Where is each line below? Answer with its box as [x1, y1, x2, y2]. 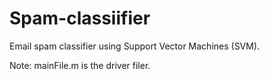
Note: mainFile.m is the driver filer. [9, 59, 151, 71]
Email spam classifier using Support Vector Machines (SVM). [9, 40, 261, 52]
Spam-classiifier [9, 7, 151, 30]
